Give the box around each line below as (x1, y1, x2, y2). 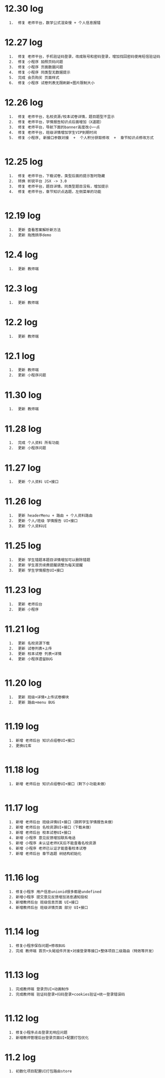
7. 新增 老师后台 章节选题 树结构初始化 (9, 851, 82, 856)
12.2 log (4, 316, 38, 328)
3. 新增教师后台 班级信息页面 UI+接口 (9, 899, 79, 905)
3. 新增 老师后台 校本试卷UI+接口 (9, 830, 71, 835)
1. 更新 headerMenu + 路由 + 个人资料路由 (9, 513, 93, 518)
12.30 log (4, 3, 44, 14)
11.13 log (4, 969, 39, 980)
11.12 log (4, 1013, 39, 1024)
